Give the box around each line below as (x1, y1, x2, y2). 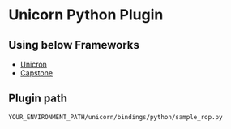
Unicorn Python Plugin (8, 6, 164, 24)
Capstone (19, 68, 53, 78)
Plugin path (8, 92, 67, 105)
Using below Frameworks (8, 38, 140, 52)
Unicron (19, 59, 47, 69)
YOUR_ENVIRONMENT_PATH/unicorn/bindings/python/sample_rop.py (8, 113, 223, 121)
